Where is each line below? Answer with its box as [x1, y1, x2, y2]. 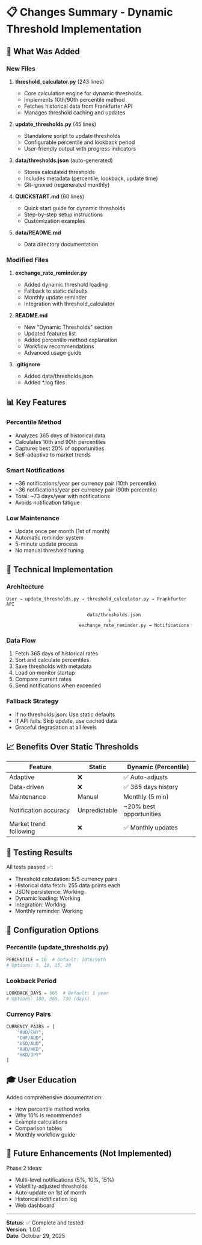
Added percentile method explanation [23, 336, 118, 344]
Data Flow [6, 637, 36, 645]
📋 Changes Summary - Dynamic [6, 5, 173, 19]
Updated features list [23, 330, 76, 337]
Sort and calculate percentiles [14, 657, 90, 664]
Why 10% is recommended [14, 1112, 82, 1119]
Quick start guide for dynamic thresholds [23, 204, 126, 211]
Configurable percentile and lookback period [23, 139, 135, 146]
